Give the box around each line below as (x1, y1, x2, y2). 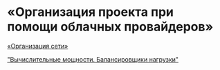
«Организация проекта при (7, 4, 174, 20)
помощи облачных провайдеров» (7, 19, 214, 35)
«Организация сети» (7, 42, 68, 50)
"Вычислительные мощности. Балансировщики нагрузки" (7, 55, 178, 63)
